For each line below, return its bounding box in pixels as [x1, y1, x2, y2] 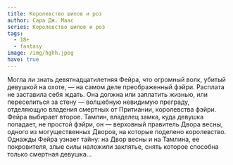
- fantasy [13, 43, 42, 50]
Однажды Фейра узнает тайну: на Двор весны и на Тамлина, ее [7, 135, 200, 143]
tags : [7, 29, 23, 37]
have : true [7, 56, 39, 63]
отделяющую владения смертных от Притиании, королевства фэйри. [7, 105, 217, 113]
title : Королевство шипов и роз [7, 10, 102, 18]
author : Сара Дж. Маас [7, 17, 74, 24]
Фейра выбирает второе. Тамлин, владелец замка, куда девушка [7, 112, 204, 121]
